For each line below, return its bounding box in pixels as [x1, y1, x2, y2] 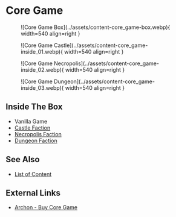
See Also [5, 154, 40, 165]
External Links [5, 187, 61, 198]
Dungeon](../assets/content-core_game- [53, 78, 155, 85]
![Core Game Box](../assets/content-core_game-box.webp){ [21, 24, 171, 31]
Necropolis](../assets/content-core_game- [53, 60, 160, 67]
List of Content [14, 170, 52, 178]
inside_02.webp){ [21, 66, 64, 73]
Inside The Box [5, 102, 63, 112]
